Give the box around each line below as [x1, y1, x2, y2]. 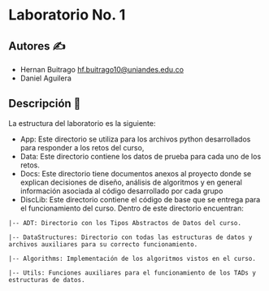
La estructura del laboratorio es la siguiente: [8, 118, 156, 128]
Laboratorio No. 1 [8, 6, 126, 24]
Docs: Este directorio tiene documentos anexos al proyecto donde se [20, 168, 252, 178]
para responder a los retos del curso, [20, 142, 145, 152]
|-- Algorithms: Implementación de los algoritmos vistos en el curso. [8, 254, 256, 263]
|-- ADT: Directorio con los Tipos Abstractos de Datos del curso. [8, 219, 242, 227]
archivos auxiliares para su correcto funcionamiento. [8, 240, 198, 249]
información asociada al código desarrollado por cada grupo [20, 185, 223, 196]
